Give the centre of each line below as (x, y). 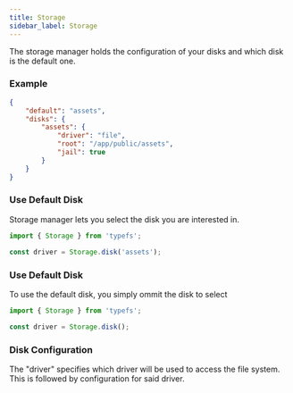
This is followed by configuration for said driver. (97, 378)
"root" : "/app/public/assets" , (115, 144)
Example (29, 84)
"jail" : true (81, 153)
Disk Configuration (51, 349)
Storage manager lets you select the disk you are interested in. (124, 219)
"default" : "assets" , (65, 111)
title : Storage (38, 17)
